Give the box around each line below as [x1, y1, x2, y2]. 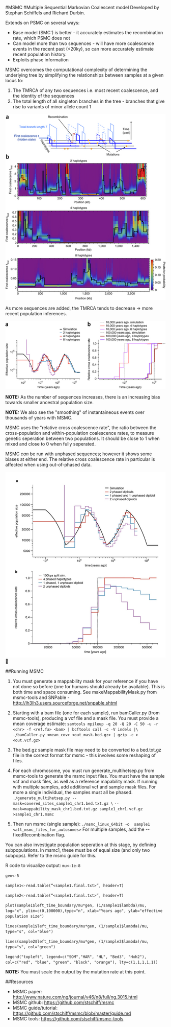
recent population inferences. [5, 310, 67, 316]
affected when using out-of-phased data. [5, 462, 92, 468]
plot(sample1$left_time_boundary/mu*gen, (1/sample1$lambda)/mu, [5, 903, 147, 908]
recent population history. [12, 51, 67, 57]
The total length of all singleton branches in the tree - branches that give [12, 98, 165, 104]
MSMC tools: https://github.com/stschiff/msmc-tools [12, 1015, 124, 1021]
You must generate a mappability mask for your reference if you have [12, 678, 158, 684]
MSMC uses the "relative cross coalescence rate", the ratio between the [5, 425, 157, 431]
